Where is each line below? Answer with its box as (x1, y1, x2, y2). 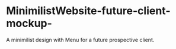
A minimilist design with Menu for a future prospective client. (6, 36, 155, 43)
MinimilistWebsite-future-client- (6, 4, 171, 18)
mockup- (6, 17, 52, 30)
